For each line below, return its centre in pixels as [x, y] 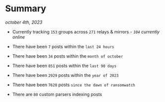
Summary [26, 9]
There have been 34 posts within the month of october [68, 56]
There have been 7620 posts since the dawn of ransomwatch [74, 85]
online [19, 37]
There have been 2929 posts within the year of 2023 [65, 75]
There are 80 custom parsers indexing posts [57, 94]
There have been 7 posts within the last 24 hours [63, 46]
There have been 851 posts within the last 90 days [64, 66]
